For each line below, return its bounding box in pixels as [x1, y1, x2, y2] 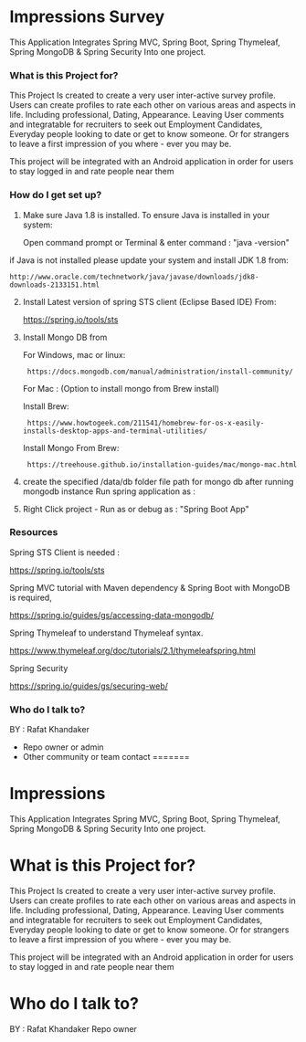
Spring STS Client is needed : [9, 546, 121, 558]
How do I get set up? [9, 189, 102, 202]
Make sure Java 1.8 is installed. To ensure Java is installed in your [22, 209, 270, 220]
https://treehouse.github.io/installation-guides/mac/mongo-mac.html [26, 459, 298, 469]
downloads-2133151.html [9, 280, 100, 289]
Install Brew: [22, 400, 70, 412]
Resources [9, 526, 58, 539]
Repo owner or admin [22, 742, 104, 753]
